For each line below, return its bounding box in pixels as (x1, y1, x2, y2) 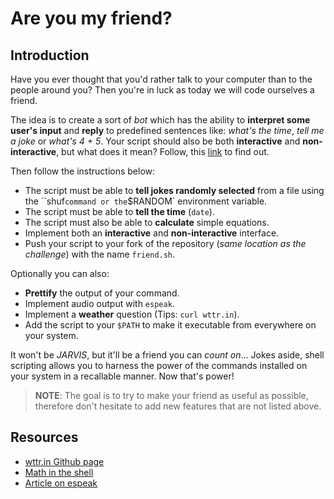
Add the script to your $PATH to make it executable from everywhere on (24, 319, 317, 331)
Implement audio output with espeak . (24, 298, 175, 309)
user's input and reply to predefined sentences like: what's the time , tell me (10, 125, 325, 136)
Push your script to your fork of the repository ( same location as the (24, 238, 307, 249)
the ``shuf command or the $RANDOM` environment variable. (24, 195, 268, 207)
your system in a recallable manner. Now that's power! (10, 370, 235, 382)
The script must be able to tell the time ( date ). (24, 206, 215, 217)
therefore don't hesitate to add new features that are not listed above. (34, 400, 322, 412)
